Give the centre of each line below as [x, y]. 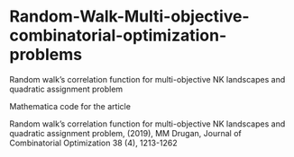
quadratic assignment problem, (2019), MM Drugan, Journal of [125, 133]
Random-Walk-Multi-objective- [129, 17]
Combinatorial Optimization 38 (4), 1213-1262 [93, 143]
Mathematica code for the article [70, 106]
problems [46, 55]
